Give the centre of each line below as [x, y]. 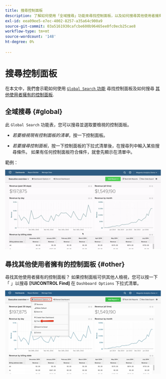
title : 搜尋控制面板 [24, 10]
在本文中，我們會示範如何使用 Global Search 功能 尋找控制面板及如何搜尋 [80, 88]
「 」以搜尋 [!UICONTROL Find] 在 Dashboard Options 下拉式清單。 [73, 283]
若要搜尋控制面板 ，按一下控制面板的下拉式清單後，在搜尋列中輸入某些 [84, 146]
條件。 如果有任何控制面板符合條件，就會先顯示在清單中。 [76, 152]
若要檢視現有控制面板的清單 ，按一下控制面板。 [60, 135]
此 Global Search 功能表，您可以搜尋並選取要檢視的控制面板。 [68, 124]
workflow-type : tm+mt [27, 31]
